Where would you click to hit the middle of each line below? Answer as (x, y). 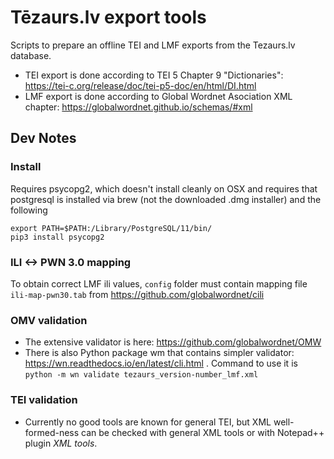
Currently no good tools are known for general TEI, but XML (148, 422)
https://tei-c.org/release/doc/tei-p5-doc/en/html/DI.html (140, 85)
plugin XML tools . (61, 443)
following (29, 210)
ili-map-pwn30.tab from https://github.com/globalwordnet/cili (137, 294)
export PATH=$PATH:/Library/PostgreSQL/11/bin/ (111, 228)
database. (31, 55)
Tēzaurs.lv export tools (108, 17)
